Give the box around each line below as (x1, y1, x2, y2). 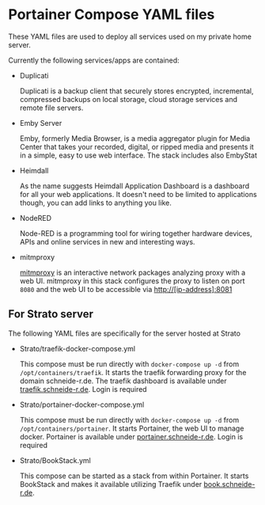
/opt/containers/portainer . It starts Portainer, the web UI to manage (19, 423, 244, 433)
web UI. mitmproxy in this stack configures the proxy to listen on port (19, 275, 245, 286)
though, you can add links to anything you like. (19, 198, 172, 207)
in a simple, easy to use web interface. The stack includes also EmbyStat (19, 150, 258, 160)
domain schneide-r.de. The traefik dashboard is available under (19, 376, 227, 385)
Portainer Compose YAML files (8, 6, 215, 24)
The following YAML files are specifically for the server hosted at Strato (8, 328, 241, 338)
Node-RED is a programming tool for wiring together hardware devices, (19, 228, 253, 238)
